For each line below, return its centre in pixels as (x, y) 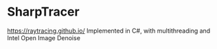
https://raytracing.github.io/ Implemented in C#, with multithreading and (109, 31)
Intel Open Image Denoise (44, 37)
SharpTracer (44, 12)
